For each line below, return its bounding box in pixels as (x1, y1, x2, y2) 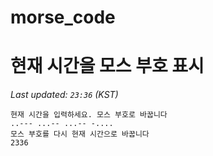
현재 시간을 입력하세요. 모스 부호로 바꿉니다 (10, 110, 168, 120)
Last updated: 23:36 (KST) (10, 89, 119, 101)
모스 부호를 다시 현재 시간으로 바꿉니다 (10, 129, 150, 140)
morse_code (10, 6, 116, 29)
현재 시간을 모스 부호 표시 (10, 55, 205, 78)
